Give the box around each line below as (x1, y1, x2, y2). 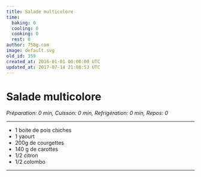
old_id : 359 (6, 53, 36, 59)
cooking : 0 (11, 31, 39, 37)
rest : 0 (11, 36, 31, 42)
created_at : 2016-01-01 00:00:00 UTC (6, 58, 100, 64)
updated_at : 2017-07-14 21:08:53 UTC (6, 64, 100, 70)
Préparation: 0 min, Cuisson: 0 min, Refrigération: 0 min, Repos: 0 (6, 110, 169, 117)
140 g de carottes (14, 145, 59, 153)
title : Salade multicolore (6, 8, 74, 15)
